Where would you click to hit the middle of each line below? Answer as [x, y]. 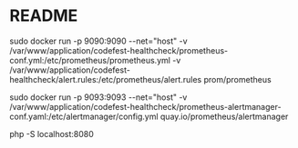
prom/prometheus [237, 79]
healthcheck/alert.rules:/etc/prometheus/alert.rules [106, 79]
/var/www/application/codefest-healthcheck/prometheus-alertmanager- [145, 106]
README [44, 16]
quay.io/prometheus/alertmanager [224, 116]
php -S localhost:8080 [51, 133]
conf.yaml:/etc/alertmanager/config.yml [84, 116]
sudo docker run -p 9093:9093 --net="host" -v [98, 97]
